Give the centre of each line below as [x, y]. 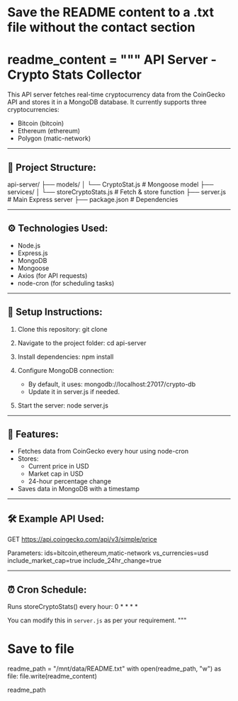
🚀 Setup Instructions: [55, 312]
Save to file [41, 649]
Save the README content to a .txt [111, 12]
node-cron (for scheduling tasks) [66, 283]
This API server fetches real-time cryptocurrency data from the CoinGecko [116, 95]
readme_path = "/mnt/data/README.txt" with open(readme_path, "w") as [114, 668]
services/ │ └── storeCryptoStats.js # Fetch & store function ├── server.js [117, 191]
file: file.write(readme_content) [52, 676]
